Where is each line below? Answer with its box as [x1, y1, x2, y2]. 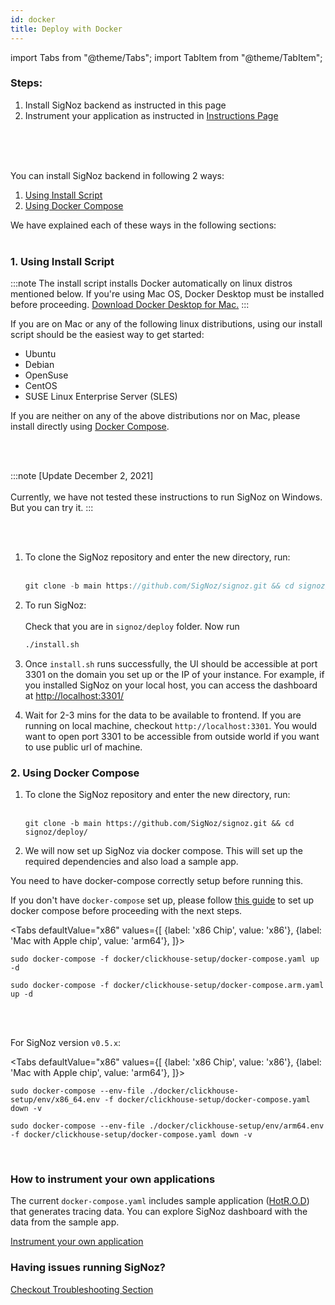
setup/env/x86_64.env [10, 1095, 101, 1105]
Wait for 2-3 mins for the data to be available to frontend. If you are [24, 709, 302, 721]
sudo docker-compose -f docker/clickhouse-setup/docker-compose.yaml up [10, 954, 320, 965]
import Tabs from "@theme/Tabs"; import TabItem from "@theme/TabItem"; [10, 51, 323, 63]
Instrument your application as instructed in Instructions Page [24, 109, 279, 121]
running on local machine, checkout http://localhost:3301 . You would [24, 719, 318, 731]
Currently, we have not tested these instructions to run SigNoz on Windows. [10, 491, 323, 503]
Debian [24, 359, 55, 371]
